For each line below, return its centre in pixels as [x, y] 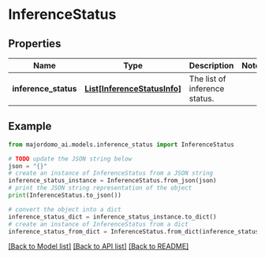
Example [30, 126]
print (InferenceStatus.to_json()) [65, 195]
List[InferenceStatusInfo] [133, 88]
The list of [207, 79]
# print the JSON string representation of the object [100, 188]
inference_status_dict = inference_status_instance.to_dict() [112, 217]
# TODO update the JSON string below [70, 159]
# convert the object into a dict [65, 209]
